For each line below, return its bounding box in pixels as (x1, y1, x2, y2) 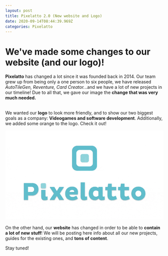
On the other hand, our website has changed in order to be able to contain (5, 224, 160, 230)
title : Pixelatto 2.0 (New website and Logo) (5, 13, 102, 19)
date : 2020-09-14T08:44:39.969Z (5, 19, 73, 24)
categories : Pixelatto (5, 24, 53, 29)
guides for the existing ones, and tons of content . (5, 235, 109, 241)
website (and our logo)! (5, 57, 105, 68)
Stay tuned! (5, 245, 29, 251)
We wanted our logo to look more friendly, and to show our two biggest (5, 110, 153, 116)
